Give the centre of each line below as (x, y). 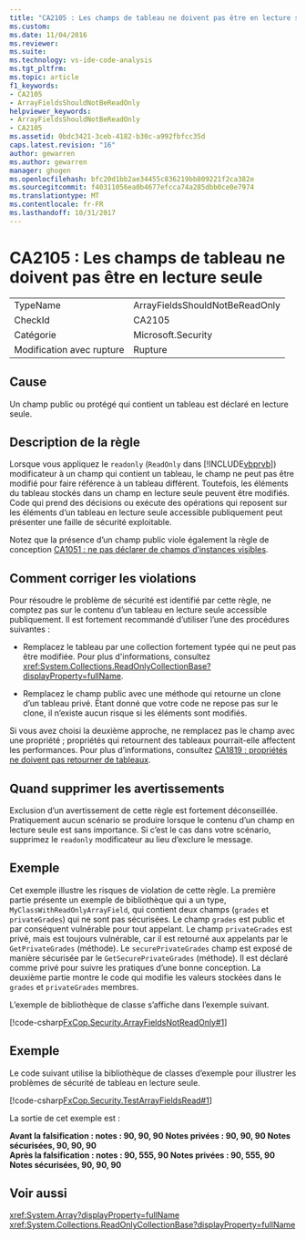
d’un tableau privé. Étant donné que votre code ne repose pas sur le (150, 704)
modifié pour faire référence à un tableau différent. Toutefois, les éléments (149, 483)
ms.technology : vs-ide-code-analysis (81, 60)
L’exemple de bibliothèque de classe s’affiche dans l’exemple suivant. (140, 1005)
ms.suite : (28, 52)
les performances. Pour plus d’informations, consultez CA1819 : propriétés (148, 750)
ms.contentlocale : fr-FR (56, 205)
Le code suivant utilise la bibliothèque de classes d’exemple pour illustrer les (153, 1073)
